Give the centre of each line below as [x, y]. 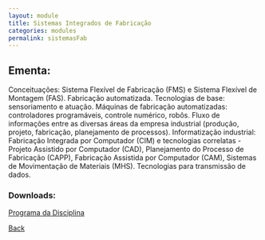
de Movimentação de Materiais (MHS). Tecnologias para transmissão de [127, 166]
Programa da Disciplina [47, 213]
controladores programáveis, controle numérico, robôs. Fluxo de [114, 115]
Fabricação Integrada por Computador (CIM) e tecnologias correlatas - [125, 141]
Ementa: [30, 70]
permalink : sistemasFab [48, 38]
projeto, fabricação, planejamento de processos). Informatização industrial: [132, 132]
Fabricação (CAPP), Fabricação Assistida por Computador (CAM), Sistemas [132, 158]
